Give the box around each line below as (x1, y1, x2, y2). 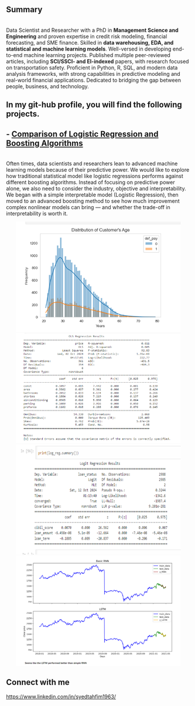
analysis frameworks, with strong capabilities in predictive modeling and (6, 70, 180, 77)
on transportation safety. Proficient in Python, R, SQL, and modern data (6, 64, 178, 71)
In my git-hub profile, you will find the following (6, 100, 183, 110)
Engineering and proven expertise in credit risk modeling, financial (6, 32, 167, 40)
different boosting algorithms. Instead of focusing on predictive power (6, 179, 175, 186)
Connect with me (6, 677, 70, 687)
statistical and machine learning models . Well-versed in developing (6, 45, 172, 52)
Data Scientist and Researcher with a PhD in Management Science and (6, 26, 179, 34)
